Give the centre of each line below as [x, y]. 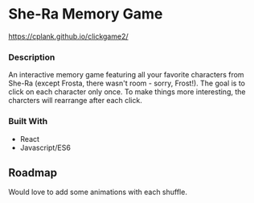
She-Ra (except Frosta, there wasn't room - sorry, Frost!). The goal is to [127, 83]
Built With [28, 122]
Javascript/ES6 [45, 147]
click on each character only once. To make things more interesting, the [127, 92]
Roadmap [33, 173]
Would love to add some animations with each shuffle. [98, 192]
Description [32, 57]
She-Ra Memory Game [86, 14]
